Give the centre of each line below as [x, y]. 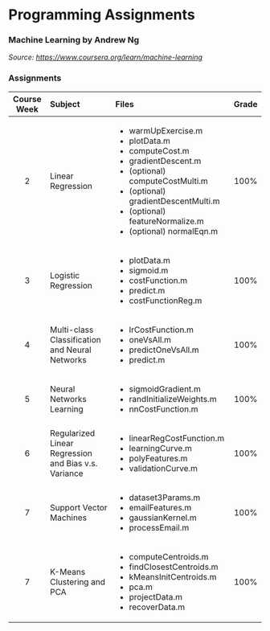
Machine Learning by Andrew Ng [74, 40]
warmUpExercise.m [166, 130]
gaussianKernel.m [163, 518]
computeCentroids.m [169, 556]
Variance [66, 473]
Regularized [72, 433]
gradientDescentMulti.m [174, 201]
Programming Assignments [102, 15]
